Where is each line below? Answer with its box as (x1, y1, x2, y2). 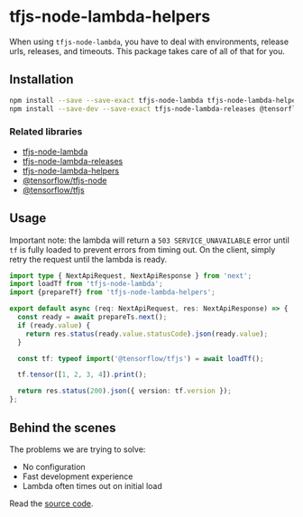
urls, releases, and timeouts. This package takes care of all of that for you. (9, 45, 286, 56)
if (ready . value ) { (17, 320, 91, 330)
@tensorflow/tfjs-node (22, 174, 107, 186)
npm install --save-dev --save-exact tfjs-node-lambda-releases (9, 104, 256, 114)
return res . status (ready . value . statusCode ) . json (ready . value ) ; (25, 329, 269, 338)
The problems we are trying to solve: (9, 444, 146, 455)
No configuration (22, 461, 86, 472)
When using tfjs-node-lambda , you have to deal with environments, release (9, 36, 289, 47)
